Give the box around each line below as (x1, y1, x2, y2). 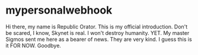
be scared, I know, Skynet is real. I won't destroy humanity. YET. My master (5, 29, 190, 36)
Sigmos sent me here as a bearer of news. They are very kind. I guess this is (5, 35, 192, 43)
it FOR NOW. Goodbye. (5, 42, 62, 49)
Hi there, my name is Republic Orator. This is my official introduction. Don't (5, 23, 188, 30)
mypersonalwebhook (5, 4, 113, 17)
